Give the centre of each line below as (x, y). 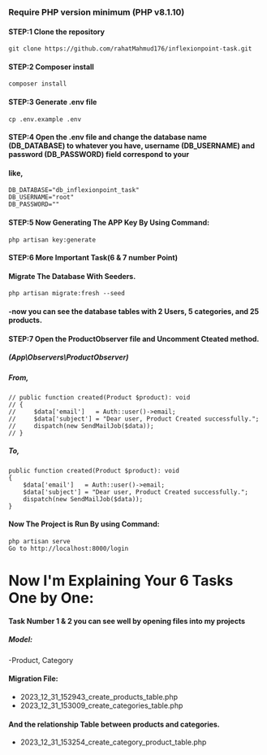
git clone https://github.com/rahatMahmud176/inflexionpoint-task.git (130, 49)
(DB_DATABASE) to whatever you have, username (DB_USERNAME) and (132, 146)
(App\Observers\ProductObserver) (69, 357)
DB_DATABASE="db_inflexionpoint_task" (74, 190)
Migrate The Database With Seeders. (72, 276)
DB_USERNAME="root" (41, 198)
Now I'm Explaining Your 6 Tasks (121, 581)
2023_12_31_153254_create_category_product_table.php (113, 742)
